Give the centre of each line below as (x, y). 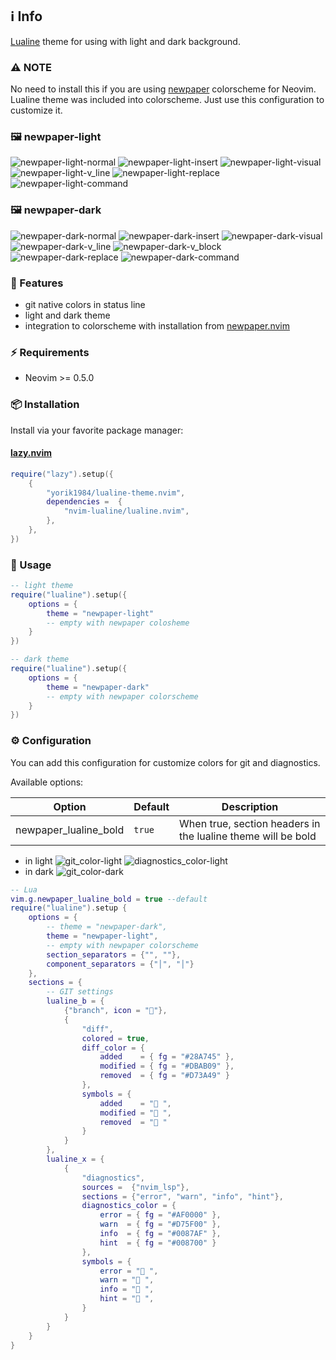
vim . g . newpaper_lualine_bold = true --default (109, 899)
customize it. (36, 110)
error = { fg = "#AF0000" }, (160, 1215)
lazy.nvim (31, 453)
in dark (39, 871)
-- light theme (42, 586)
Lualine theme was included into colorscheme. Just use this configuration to (167, 100)
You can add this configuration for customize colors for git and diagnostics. (165, 762)
